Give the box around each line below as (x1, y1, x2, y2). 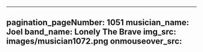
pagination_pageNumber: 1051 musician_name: (6, 17, 189, 27)
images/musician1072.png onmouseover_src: (6, 36, 182, 47)
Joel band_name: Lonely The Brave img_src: (6, 27, 176, 37)
